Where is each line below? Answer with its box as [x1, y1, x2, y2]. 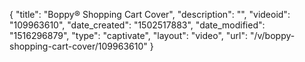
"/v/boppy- [249, 30, 296, 41]
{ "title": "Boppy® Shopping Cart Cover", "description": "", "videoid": [9, 9, 291, 20]
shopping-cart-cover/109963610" [9, 40, 148, 52]
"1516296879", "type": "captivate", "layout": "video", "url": [9, 30, 248, 41]
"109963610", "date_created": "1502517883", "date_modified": [9, 19, 266, 31]
